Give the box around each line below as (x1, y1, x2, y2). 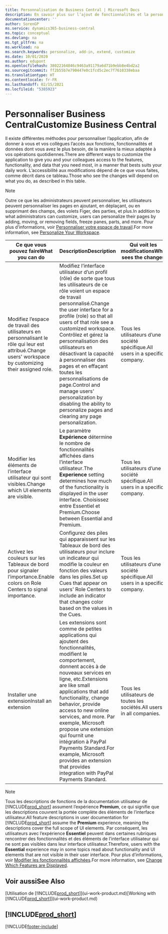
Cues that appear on (59, 580, 107, 587)
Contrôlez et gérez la (59, 332, 108, 339)
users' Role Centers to (59, 586, 111, 593)
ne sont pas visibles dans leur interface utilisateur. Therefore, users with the (5, 841, 160, 847)
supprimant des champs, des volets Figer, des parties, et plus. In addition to (5, 208, 160, 214)
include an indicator (59, 592, 106, 599)
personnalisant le (7, 335, 48, 342)
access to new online (59, 707, 109, 714)
